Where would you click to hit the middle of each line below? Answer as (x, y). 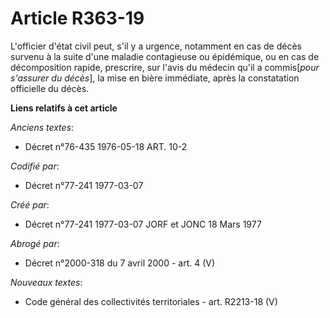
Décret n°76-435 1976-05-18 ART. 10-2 (106, 146)
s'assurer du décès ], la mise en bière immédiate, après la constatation (155, 78)
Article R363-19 (77, 18)
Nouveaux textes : (46, 282)
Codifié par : (35, 166)
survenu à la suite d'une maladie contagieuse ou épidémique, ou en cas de (165, 56)
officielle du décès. (50, 88)
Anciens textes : (42, 127)
